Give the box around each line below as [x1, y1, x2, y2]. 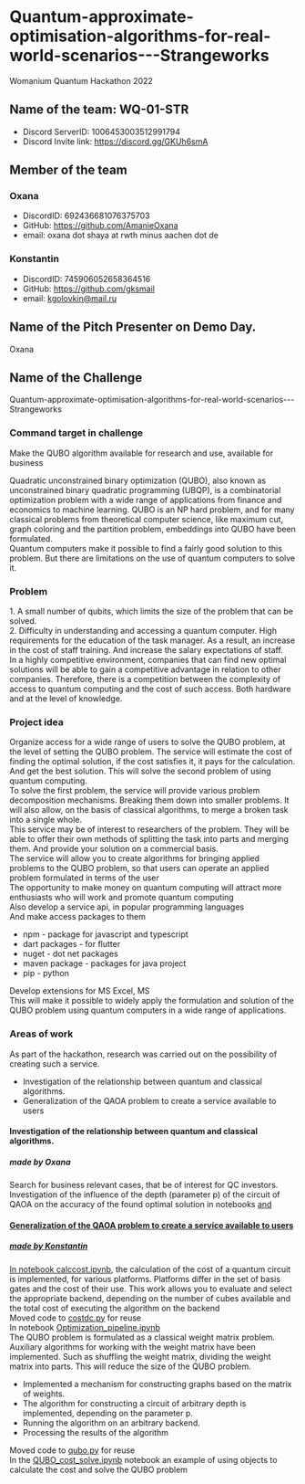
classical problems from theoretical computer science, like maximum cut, [9, 513, 284, 524]
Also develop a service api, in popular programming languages [9, 901, 244, 912]
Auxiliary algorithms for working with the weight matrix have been [9, 1341, 257, 1352]
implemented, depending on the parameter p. [22, 1407, 194, 1418]
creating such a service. [9, 1058, 100, 1069]
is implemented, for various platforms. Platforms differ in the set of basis [9, 1273, 280, 1284]
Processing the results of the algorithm [22, 1426, 169, 1437]
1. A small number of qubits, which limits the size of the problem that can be [9, 605, 294, 616]
